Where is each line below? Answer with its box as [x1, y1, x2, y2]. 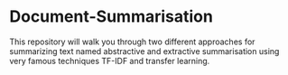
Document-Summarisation [9, 6, 214, 27]
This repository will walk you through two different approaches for [9, 36, 255, 47]
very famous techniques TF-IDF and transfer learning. [9, 55, 210, 66]
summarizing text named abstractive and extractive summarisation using [9, 45, 280, 56]
